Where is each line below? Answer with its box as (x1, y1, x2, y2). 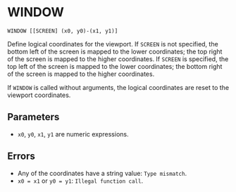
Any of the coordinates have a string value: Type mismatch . (17, 169, 187, 177)
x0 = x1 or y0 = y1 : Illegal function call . (17, 177, 143, 185)
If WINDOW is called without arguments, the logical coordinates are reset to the (7, 83, 230, 91)
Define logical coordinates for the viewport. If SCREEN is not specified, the (7, 39, 218, 48)
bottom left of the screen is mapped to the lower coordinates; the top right (7, 47, 223, 56)
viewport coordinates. (7, 91, 71, 99)
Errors (7, 151, 35, 162)
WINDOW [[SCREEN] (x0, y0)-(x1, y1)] (7, 27, 118, 34)
